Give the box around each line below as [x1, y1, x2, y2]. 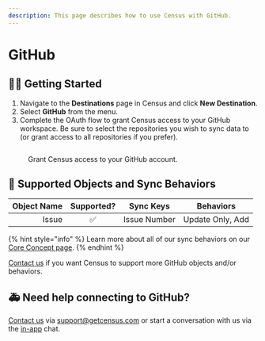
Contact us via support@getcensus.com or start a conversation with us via [8, 316, 252, 325]
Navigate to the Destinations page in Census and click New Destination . [19, 98, 258, 108]
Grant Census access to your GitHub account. [28, 154, 178, 163]
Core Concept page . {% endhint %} [8, 243, 125, 252]
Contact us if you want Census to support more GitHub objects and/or [8, 259, 237, 268]
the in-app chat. [8, 324, 61, 334]
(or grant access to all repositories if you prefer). [19, 132, 178, 141]
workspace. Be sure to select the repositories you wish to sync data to [19, 124, 249, 133]
